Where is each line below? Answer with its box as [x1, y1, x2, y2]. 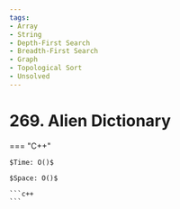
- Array [9, 22, 39, 31]
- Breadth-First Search [9, 47, 99, 56]
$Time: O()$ [9, 158, 54, 167]
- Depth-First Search [9, 38, 91, 48]
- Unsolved [9, 72, 50, 81]
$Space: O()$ [9, 173, 58, 183]
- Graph [9, 55, 39, 64]
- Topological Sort [9, 64, 83, 73]
